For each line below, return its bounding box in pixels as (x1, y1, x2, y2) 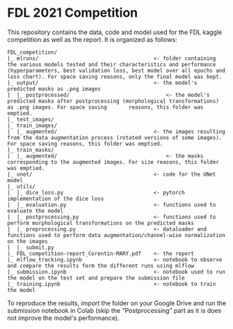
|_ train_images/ (7, 122, 58, 129)
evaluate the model (7, 207, 64, 214)
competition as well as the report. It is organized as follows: (7, 35, 177, 43)
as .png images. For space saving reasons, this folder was (7, 103, 204, 111)
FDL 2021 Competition (7, 5, 138, 21)
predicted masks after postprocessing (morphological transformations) (7, 98, 219, 105)
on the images (7, 238, 49, 245)
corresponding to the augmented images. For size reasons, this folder (7, 158, 219, 165)
